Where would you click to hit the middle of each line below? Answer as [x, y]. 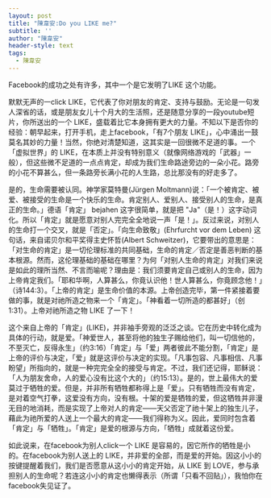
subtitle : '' [30, 31]
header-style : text [41, 46]
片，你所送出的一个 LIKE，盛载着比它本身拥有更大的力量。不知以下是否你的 [133, 122]
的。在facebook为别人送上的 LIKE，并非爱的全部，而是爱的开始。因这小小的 [135, 455]
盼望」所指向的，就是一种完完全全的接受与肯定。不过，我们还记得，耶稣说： [135, 367]
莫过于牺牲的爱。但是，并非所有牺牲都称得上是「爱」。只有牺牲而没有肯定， [134, 388]
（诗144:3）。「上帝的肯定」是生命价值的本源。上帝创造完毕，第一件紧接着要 [134, 290]
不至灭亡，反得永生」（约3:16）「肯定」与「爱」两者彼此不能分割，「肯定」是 [134, 347]
